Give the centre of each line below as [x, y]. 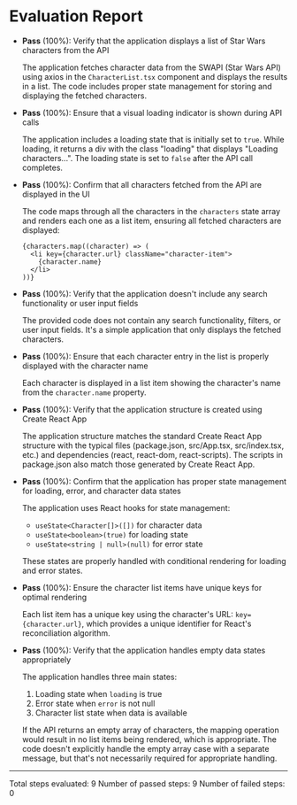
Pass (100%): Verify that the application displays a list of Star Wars [144, 41]
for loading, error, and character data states [101, 491]
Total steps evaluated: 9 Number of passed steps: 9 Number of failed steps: [147, 783]
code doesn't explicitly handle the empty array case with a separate [145, 748]
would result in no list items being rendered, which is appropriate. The [149, 739]
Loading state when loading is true [99, 693]
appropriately [46, 659]
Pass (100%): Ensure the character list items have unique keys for [142, 587]
